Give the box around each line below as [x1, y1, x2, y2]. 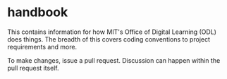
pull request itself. [7, 63, 59, 72]
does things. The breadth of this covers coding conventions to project [7, 35, 210, 43]
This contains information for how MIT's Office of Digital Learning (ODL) [7, 28, 217, 36]
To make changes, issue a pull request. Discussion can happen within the [7, 56, 221, 64]
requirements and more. [7, 42, 78, 51]
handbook [7, 4, 68, 20]
